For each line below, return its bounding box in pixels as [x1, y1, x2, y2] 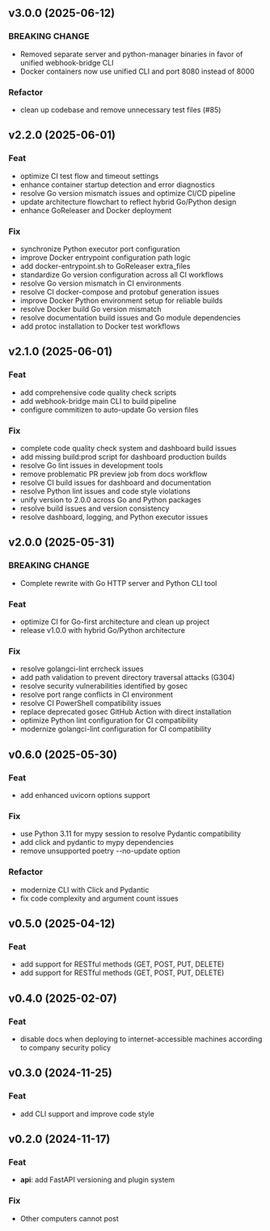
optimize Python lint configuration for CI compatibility [19, 715, 198, 725]
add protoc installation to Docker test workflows [19, 321, 180, 331]
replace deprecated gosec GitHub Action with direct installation [19, 707, 232, 717]
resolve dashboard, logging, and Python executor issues [19, 512, 209, 521]
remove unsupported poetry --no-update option [19, 846, 180, 856]
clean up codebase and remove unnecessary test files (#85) [19, 104, 221, 114]
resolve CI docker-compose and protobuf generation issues [19, 287, 220, 296]
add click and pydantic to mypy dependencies [19, 838, 174, 847]
